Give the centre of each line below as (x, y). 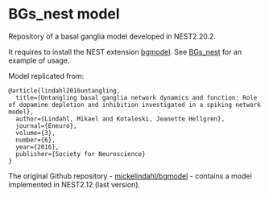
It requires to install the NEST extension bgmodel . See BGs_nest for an (125, 51)
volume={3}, (36, 133)
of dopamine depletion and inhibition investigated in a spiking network (135, 105)
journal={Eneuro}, (47, 125)
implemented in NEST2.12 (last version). (74, 184)
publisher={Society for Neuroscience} (81, 154)
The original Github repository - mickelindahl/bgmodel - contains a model (130, 176)
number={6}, (36, 140)
